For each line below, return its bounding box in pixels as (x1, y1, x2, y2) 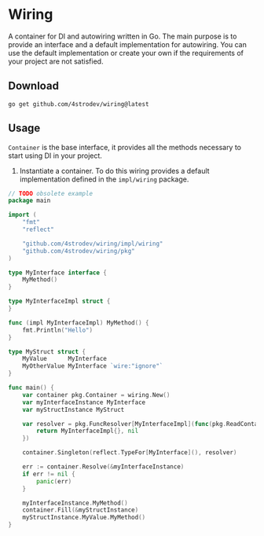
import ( (8, 211, 37, 219)
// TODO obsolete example (8, 189, 93, 197)
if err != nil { (22, 470, 76, 478)
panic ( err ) (36, 477, 72, 485)
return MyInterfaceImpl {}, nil (36, 427, 139, 435)
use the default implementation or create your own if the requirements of (8, 48, 244, 57)
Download (8, 79, 59, 93)
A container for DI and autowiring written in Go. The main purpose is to (8, 31, 237, 41)
